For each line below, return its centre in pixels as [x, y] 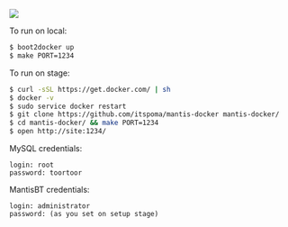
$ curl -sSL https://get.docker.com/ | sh [90, 89]
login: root [31, 165]
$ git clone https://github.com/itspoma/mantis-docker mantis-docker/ [144, 114]
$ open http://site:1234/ [58, 132]
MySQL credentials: [46, 148]
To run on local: [38, 31]
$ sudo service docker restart [68, 106]
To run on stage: [40, 73]
